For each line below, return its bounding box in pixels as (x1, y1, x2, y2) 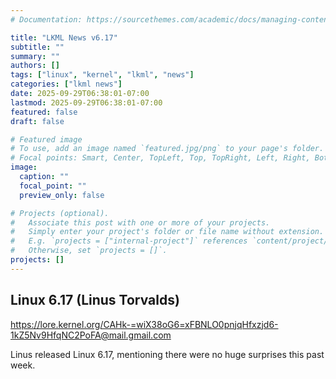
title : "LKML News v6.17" (10, 32, 118, 43)
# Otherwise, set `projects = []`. (10, 246, 168, 256)
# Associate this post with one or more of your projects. (10, 217, 271, 228)
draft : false (10, 116, 65, 126)
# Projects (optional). (10, 208, 110, 218)
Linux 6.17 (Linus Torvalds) (10, 292, 180, 309)
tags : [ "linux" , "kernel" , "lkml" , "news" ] (10, 70, 195, 80)
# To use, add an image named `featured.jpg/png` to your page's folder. (10, 144, 325, 154)
